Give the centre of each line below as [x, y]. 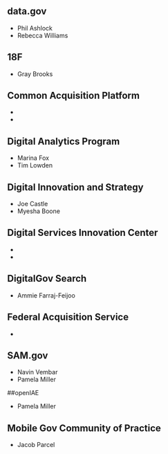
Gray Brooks [35, 74]
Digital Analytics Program [64, 141]
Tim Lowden [35, 165]
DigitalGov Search [47, 279]
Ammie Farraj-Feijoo [46, 295]
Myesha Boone [39, 211]
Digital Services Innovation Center [83, 233]
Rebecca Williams [43, 35]
